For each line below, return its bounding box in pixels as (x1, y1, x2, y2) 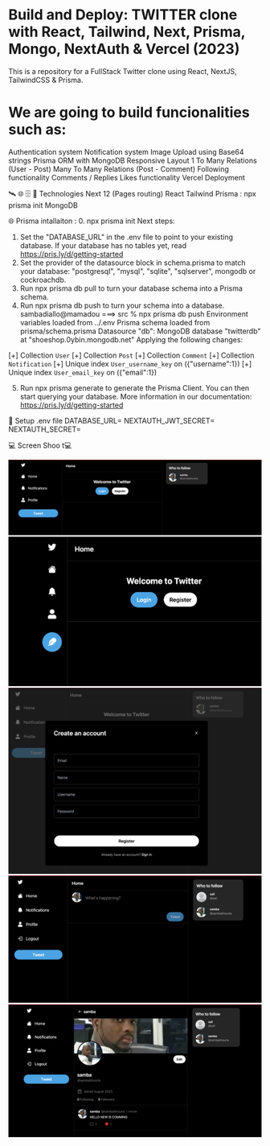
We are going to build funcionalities (8, 103, 251, 122)
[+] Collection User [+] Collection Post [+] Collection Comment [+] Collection (8, 350, 255, 360)
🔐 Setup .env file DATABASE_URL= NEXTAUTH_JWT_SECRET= (8, 416, 215, 425)
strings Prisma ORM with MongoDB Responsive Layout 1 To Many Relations (8, 155, 257, 165)
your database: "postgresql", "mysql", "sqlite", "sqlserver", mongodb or (19, 266, 256, 275)
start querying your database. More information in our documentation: (19, 391, 252, 401)
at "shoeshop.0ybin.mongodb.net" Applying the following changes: (19, 334, 243, 344)
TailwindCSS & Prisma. (8, 75, 84, 85)
